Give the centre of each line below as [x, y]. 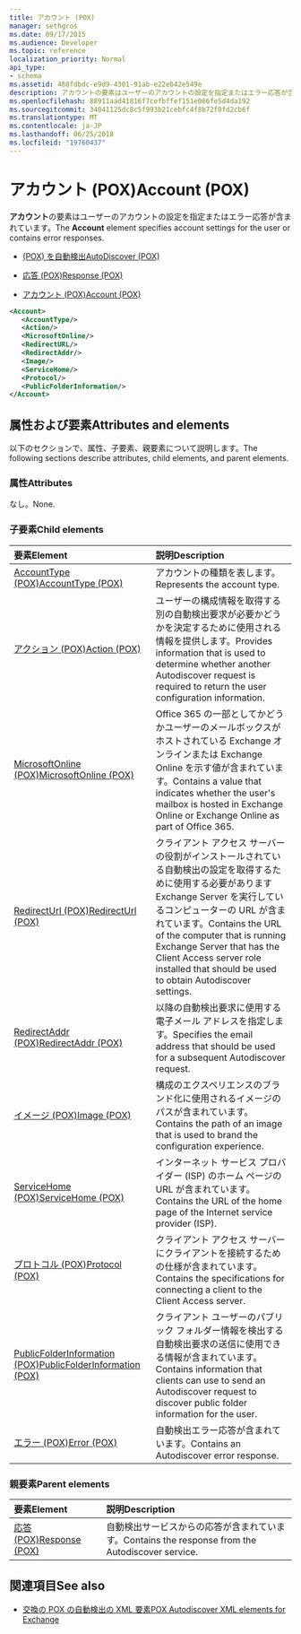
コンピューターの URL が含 [221, 909]
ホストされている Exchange [213, 741]
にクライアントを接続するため [218, 1253]
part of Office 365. [195, 826]
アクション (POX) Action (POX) [77, 648]
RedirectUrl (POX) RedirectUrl [75, 910]
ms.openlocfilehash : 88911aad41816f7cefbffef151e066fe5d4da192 [130, 101]
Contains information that [209, 1369]
